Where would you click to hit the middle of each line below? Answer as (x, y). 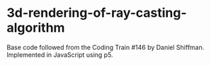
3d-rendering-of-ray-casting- (97, 13)
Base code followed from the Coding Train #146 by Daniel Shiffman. (105, 47)
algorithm (36, 28)
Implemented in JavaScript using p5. (60, 55)
